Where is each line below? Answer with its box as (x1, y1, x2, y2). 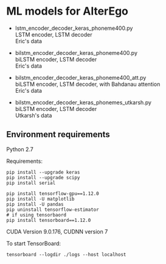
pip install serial (6, 180, 56, 186)
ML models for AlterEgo (6, 4, 129, 18)
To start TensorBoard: (6, 240, 61, 247)
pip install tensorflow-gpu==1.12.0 (6, 190, 99, 196)
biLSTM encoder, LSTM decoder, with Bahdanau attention (15, 80, 161, 88)
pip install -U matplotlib (6, 196, 75, 202)
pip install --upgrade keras (6, 169, 80, 175)
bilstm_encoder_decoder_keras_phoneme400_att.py (15, 74, 147, 81)
